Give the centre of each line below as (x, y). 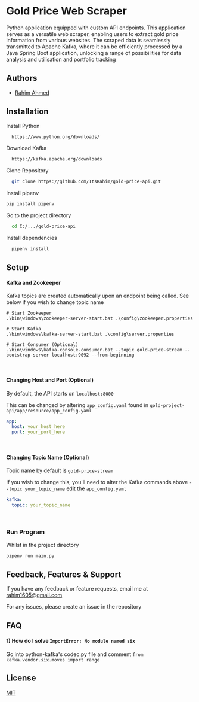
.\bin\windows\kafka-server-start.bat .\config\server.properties (90, 334)
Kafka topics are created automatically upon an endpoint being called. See (98, 296)
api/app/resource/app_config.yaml (49, 411)
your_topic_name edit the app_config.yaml (76, 488)
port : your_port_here (38, 432)
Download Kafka (27, 148)
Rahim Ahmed (32, 92)
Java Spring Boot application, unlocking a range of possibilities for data (94, 53)
